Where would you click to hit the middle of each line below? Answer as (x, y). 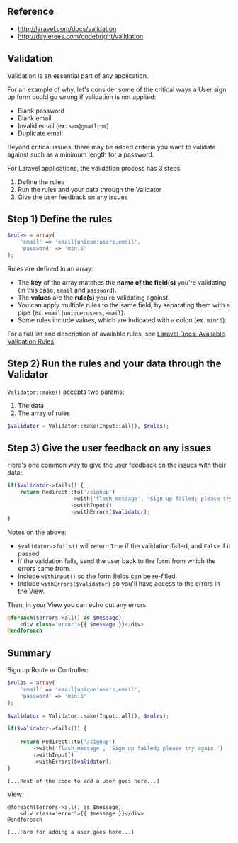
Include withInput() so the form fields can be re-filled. (97, 576)
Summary (29, 653)
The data (31, 405)
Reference (31, 12)
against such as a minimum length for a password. (81, 154)
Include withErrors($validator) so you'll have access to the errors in (119, 583)
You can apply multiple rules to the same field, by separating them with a (124, 305)
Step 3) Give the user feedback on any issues (109, 448)
